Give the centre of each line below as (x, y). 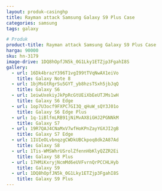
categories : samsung (32, 23)
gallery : (17, 67)
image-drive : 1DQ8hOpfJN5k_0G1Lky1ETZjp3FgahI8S (68, 62)
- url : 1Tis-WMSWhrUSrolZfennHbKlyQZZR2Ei (65, 151)
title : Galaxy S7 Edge (45, 135)
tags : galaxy (22, 29)
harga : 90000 (22, 51)
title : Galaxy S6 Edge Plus (52, 112)
